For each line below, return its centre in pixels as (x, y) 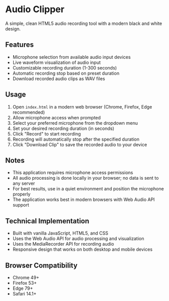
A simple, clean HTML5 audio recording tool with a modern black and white (84, 23)
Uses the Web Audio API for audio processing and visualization (78, 239)
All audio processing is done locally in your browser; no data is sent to (86, 178)
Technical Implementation (47, 221)
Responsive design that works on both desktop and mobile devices (82, 249)
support (21, 205)
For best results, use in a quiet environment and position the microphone (88, 189)
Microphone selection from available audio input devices (72, 57)
